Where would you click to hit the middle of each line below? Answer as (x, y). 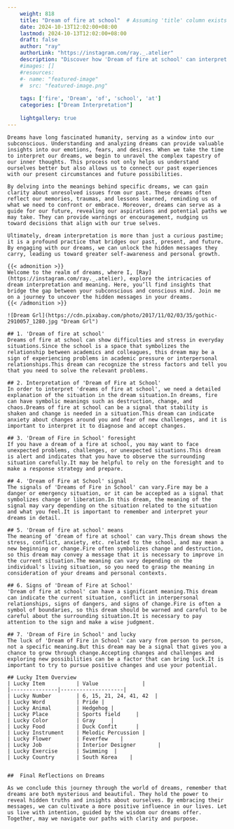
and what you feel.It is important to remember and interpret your (108, 512)
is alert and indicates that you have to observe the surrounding (106, 457)
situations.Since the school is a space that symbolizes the (98, 346)
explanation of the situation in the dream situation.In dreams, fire (112, 395)
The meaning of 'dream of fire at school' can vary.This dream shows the (117, 536)
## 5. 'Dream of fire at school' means (66, 530)
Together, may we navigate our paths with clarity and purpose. (103, 818)
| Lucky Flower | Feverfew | (66, 739)
